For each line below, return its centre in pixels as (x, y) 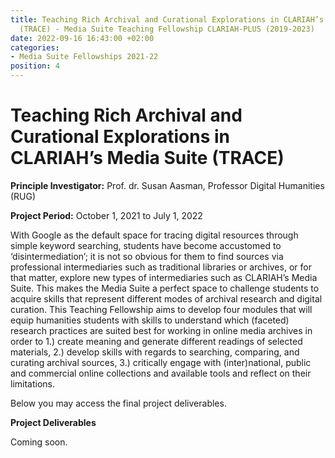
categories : (35, 47)
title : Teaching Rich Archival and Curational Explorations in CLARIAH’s (167, 19)
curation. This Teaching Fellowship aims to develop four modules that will (161, 309)
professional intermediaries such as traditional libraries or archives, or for (161, 267)
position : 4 (35, 66)
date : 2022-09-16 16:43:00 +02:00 (82, 38)
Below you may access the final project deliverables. (118, 403)
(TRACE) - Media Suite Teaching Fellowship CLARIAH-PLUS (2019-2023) (167, 29)
